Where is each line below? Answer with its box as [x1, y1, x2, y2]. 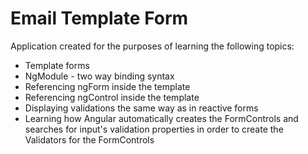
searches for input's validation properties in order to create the [24, 123, 284, 135]
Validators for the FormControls [24, 133, 155, 146]
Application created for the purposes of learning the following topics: [10, 40, 295, 52]
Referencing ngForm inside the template [24, 80, 191, 92]
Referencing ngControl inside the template [24, 91, 200, 103]
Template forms [24, 59, 90, 71]
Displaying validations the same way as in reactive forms [24, 102, 259, 114]
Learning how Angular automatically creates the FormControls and [24, 112, 299, 124]
